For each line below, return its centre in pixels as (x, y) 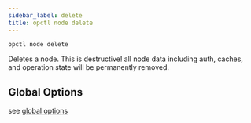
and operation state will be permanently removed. (89, 67)
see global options (38, 111)
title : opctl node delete (50, 23)
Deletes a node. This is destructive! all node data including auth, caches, (126, 59)
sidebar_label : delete (45, 15)
